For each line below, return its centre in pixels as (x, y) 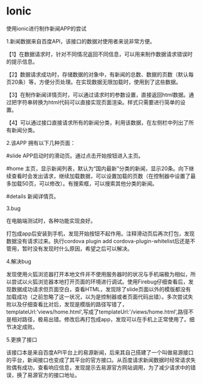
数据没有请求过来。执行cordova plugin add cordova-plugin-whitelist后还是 (98, 241)
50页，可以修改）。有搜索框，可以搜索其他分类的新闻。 (90, 183)
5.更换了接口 (22, 339)
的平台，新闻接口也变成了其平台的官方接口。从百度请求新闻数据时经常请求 (98, 360)
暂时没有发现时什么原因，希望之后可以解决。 (77, 249)
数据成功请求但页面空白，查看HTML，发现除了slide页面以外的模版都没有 (101, 289)
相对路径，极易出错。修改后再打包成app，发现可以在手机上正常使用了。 (100, 319)
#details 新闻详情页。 (33, 196)
